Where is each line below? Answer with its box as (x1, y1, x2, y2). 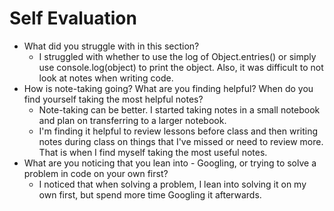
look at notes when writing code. (38, 72, 174, 84)
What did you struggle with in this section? (23, 40, 200, 52)
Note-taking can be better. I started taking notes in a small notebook (38, 103, 321, 116)
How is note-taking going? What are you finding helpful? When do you (23, 82, 314, 94)
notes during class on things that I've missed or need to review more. (38, 135, 324, 147)
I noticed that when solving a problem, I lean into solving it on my (38, 178, 307, 190)
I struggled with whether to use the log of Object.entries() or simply (38, 50, 317, 62)
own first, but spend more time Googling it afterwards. (38, 188, 262, 201)
